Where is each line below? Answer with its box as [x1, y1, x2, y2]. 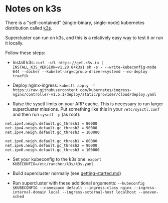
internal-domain [12, 189, 47, 194]
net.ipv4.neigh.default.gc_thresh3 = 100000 [5, 130, 100, 135]
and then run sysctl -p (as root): [12, 111, 81, 117]
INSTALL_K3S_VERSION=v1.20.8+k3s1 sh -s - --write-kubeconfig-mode [12, 65, 156, 70]
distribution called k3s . [5, 25, 53, 31]
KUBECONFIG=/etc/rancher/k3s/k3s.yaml [12, 161, 94, 166]
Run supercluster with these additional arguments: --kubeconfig [12, 180, 145, 186]
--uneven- [138, 189, 159, 194]
